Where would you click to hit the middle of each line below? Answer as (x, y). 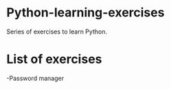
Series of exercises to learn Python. (57, 31)
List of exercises (54, 59)
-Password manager (35, 78)
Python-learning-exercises (85, 13)
